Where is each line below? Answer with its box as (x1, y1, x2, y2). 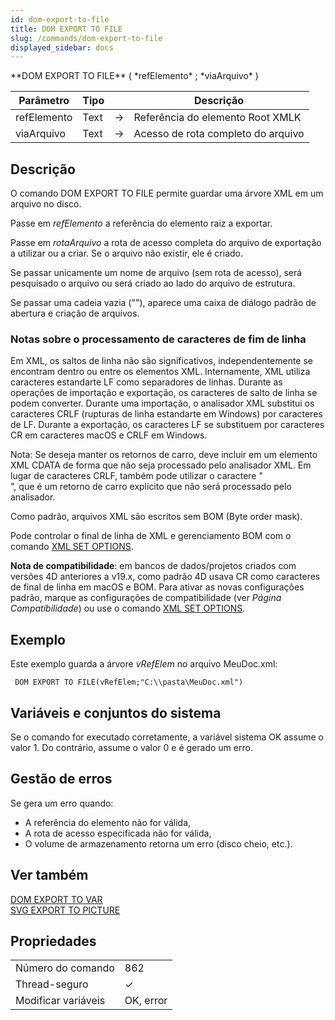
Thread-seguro (15, 977, 89, 991)
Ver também (10, 867, 89, 884)
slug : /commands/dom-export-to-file (10, 33, 163, 43)
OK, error (124, 994, 168, 1008)
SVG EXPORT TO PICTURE (10, 904, 121, 916)
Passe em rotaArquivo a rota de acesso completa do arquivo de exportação (10, 237, 322, 249)
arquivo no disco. (10, 198, 82, 210)
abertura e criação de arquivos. (10, 307, 140, 320)
